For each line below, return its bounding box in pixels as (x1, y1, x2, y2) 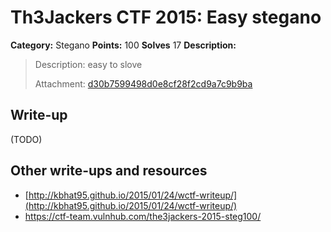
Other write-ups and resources (10, 162, 208, 180)
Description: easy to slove (34, 58, 143, 70)
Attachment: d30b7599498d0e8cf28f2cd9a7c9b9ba (34, 77, 253, 90)
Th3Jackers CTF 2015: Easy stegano (10, 6, 322, 29)
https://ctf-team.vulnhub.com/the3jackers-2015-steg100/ (24, 210, 262, 222)
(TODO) (10, 133, 43, 145)
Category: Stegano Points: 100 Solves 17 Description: (10, 39, 237, 51)
